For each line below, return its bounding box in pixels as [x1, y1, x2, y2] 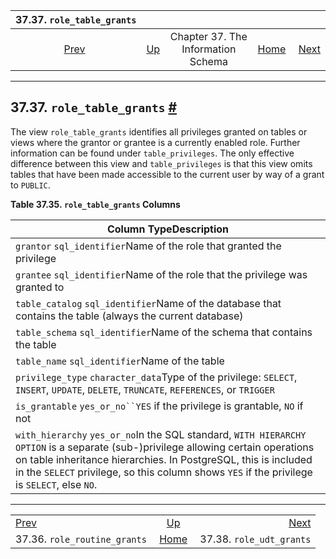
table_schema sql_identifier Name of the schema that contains [15, 325, 313, 339]
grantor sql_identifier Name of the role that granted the [15, 239, 282, 253]
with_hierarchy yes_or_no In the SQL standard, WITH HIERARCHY [15, 427, 307, 441]
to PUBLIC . [10, 179, 51, 191]
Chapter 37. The [169, 30, 248, 43]
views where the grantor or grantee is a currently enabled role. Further [10, 136, 301, 148]
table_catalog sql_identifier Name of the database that [15, 296, 282, 310]
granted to [15, 280, 65, 294]
